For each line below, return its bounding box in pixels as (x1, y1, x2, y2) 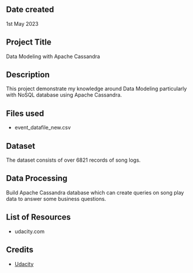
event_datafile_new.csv (14, 124, 71, 131)
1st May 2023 (6, 20, 39, 27)
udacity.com (14, 228, 45, 235)
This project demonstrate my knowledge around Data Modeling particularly (6, 85, 187, 93)
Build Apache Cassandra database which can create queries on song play (6, 189, 184, 196)
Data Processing (6, 173, 68, 183)
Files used (6, 108, 44, 118)
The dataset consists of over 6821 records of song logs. (6, 156, 141, 163)
